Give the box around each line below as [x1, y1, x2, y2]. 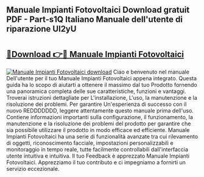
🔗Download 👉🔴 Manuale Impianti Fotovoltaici [6, 49, 185, 60]
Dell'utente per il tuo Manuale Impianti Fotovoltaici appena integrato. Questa [6, 75, 197, 82]
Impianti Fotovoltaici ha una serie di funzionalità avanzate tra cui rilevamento [6, 133, 199, 140]
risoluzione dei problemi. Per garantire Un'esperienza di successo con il [6, 100, 187, 108]
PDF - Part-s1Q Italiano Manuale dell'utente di [6, 15, 183, 25]
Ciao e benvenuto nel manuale [113, 68, 190, 75]
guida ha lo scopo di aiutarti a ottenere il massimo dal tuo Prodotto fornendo [6, 82, 197, 88]
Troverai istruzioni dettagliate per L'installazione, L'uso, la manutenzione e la [6, 94, 198, 101]
